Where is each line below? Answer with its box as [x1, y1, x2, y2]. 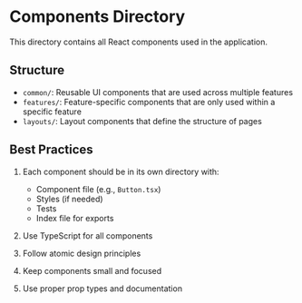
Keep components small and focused [22, 265, 162, 276]
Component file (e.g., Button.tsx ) [35, 183, 161, 194]
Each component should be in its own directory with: [22, 166, 219, 177]
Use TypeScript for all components [22, 230, 153, 241]
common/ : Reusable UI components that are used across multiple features [22, 86, 293, 97]
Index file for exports [35, 212, 114, 223]
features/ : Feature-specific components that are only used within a [22, 96, 276, 107]
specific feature [22, 106, 82, 117]
